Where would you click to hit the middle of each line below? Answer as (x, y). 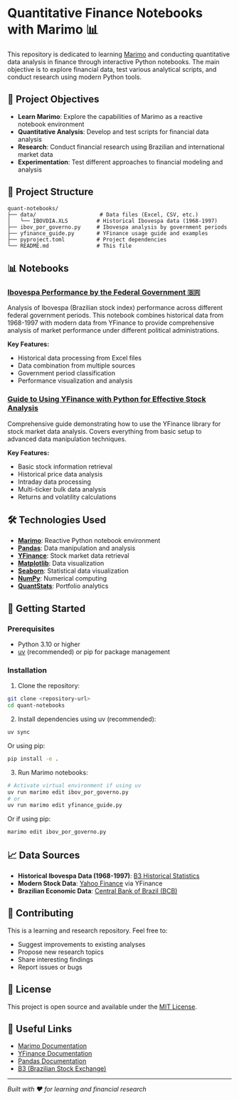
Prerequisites (31, 628)
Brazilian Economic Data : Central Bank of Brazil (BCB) (97, 891)
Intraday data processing (54, 482)
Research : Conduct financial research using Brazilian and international (121, 147)
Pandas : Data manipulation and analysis (76, 548)
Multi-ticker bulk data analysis (62, 489)
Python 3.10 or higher (49, 644)
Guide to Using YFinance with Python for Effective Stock (107, 399)
